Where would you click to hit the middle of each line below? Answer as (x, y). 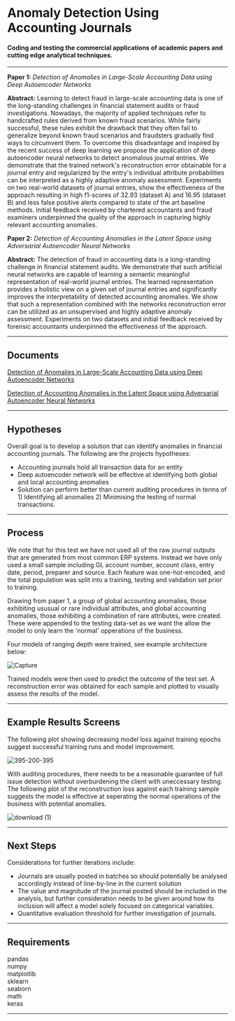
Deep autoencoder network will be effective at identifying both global (117, 475)
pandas (18, 959)
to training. (23, 587)
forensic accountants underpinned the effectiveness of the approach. (107, 327)
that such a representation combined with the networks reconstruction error (117, 304)
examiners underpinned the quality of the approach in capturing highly (109, 217)
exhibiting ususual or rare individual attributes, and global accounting (107, 608)
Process (26, 533)
